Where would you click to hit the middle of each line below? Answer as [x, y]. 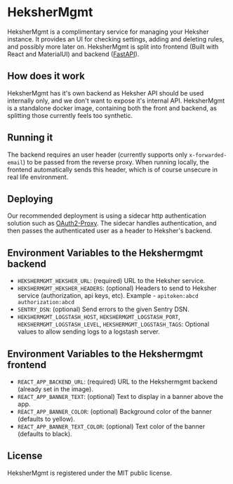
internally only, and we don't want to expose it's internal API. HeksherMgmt [116, 100]
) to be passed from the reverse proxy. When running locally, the [116, 162]
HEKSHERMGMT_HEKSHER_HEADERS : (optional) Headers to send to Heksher [117, 288]
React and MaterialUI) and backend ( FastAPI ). [73, 54]
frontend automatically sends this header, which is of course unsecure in [113, 169]
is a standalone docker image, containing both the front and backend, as [112, 108]
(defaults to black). [45, 434]
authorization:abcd [46, 303]
